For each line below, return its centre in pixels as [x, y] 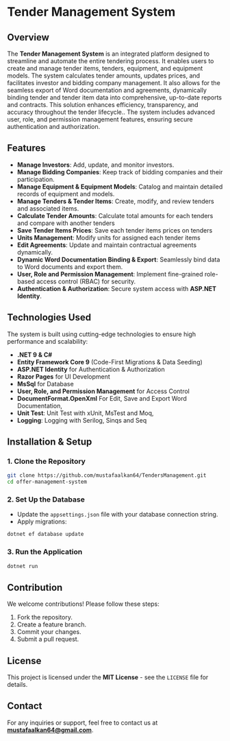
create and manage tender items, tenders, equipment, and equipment [105, 68]
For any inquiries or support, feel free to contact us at [82, 722]
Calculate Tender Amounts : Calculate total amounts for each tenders [115, 215]
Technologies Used [49, 317]
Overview [28, 37]
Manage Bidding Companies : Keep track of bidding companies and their [120, 172]
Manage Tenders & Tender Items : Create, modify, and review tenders [115, 201]
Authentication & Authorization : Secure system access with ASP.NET [117, 288]
